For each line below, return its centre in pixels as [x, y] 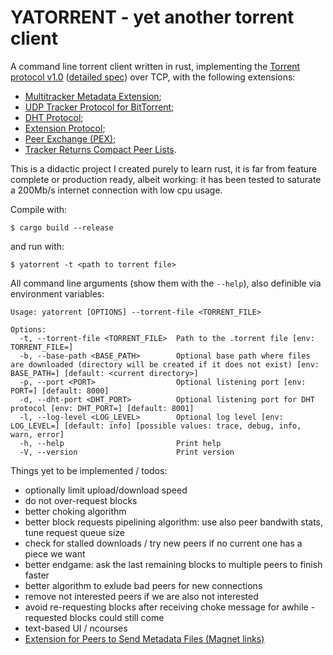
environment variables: [57, 293]
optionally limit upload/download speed [106, 490]
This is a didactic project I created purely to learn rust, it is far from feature [164, 168]
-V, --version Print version [127, 452]
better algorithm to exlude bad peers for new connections [143, 585]
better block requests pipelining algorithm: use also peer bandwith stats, [174, 522]
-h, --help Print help [120, 443]
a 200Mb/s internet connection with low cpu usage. [116, 190]
